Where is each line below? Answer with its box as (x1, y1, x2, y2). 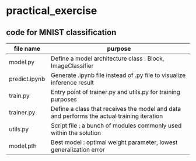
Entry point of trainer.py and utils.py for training (50, 88, 181, 96)
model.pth (9, 142, 37, 150)
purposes (50, 95, 77, 103)
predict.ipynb (9, 75, 45, 83)
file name (13, 45, 41, 52)
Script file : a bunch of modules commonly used (50, 121, 182, 129)
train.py (9, 92, 30, 100)
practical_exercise (6, 4, 97, 17)
